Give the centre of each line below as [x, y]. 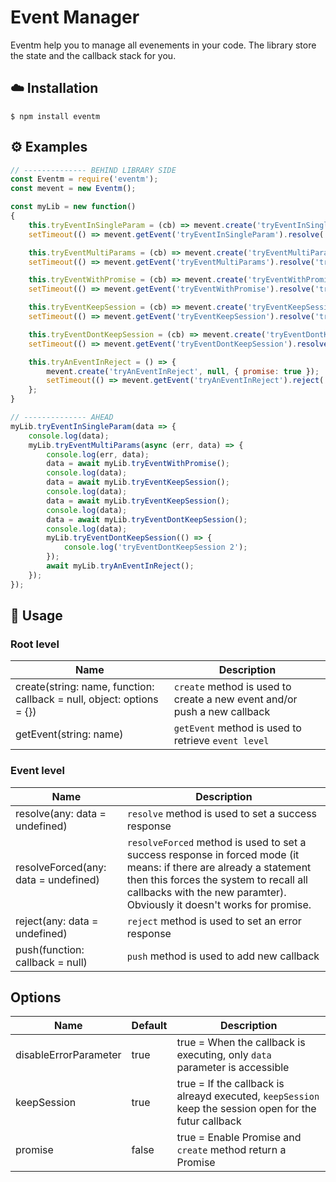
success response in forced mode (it [213, 854]
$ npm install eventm [55, 116]
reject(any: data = [57, 921]
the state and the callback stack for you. [93, 55]
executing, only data [224, 1055]
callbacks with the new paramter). [206, 892]
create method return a [231, 1150]
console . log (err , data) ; [98, 454]
